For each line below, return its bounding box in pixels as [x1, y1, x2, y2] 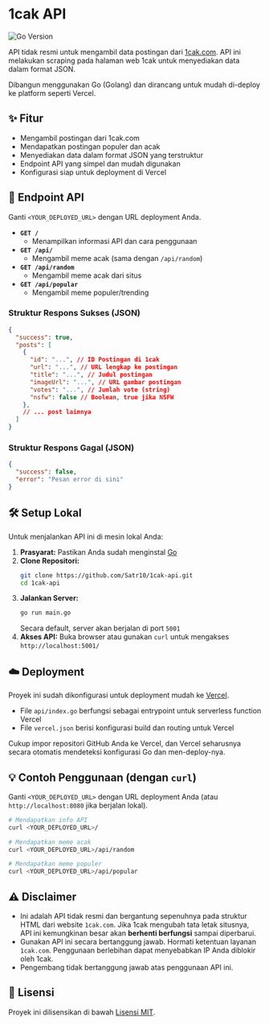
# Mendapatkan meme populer [8, 860, 103, 868]
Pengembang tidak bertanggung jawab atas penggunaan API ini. [19, 963, 234, 973]
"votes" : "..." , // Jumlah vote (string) [29, 386, 171, 394]
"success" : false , [15, 468, 78, 476]
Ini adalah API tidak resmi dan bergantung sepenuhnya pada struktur [19, 911, 247, 921]
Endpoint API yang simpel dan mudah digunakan [19, 159, 181, 168]
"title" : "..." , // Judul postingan [29, 371, 153, 379]
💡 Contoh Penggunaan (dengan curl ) [8, 771, 197, 784]
